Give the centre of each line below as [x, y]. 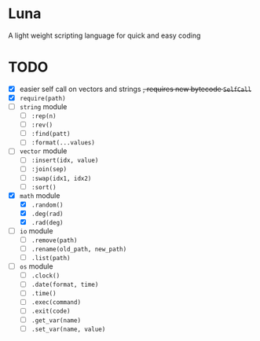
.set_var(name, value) [68, 329]
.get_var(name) [56, 320]
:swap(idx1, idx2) [61, 178]
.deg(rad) [48, 214]
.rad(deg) [48, 222]
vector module [43, 151]
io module [36, 231]
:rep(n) [44, 116]
